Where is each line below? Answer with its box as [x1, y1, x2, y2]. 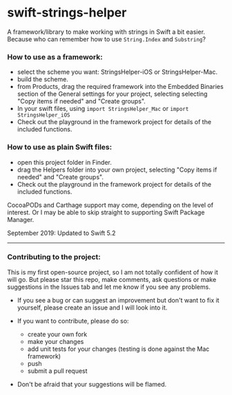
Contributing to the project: [7, 252, 101, 262]
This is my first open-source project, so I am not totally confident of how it [7, 267, 219, 276]
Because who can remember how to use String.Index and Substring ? [7, 34, 206, 43]
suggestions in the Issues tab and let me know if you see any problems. [7, 283, 211, 291]
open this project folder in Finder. [17, 158, 112, 166]
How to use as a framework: [7, 52, 103, 61]
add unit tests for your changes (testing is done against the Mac [27, 345, 210, 353]
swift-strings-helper [7, 5, 127, 21]
